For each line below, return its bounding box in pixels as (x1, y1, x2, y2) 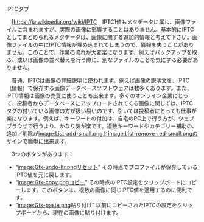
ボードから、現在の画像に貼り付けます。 (20, 209, 122, 216)
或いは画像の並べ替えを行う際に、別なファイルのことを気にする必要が (16, 57, 193, 63)
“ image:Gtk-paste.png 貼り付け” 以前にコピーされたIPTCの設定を (15, 201, 178, 209)
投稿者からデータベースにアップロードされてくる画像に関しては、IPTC (16, 100, 194, 106)
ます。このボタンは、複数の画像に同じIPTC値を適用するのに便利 (26, 186, 187, 193)
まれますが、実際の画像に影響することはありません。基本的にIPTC (27, 26, 194, 33)
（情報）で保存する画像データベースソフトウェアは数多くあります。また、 (6, 85, 192, 91)
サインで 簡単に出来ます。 (6, 137, 70, 145)
